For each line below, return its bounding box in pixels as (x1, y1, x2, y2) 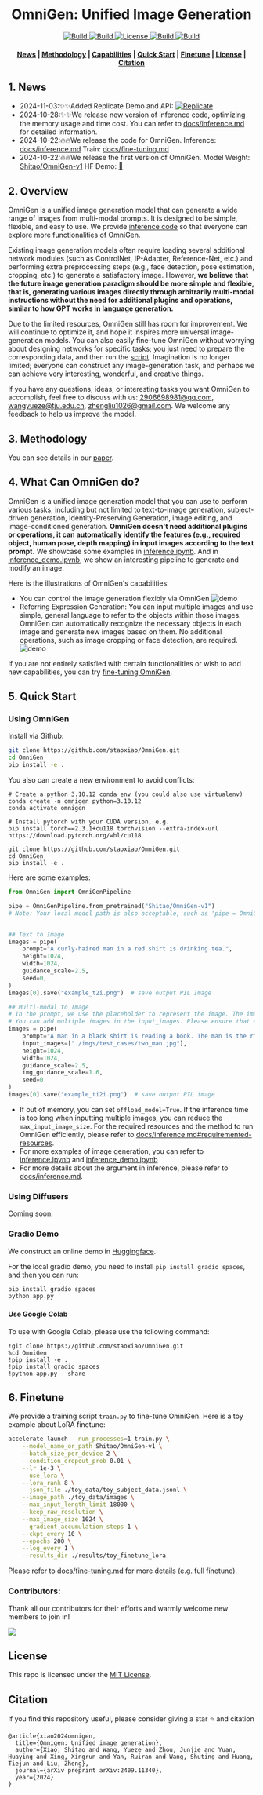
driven (8, 513, 29, 523)
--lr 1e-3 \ (22, 1464, 61, 1472)
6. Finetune (8, 1391, 65, 1404)
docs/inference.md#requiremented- (135, 1129, 252, 1139)
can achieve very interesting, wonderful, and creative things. (8, 369, 204, 378)
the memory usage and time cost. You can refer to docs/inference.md (19, 119, 245, 129)
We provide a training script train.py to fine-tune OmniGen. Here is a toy (8, 1411, 244, 1421)
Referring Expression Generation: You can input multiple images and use (19, 602, 254, 611)
